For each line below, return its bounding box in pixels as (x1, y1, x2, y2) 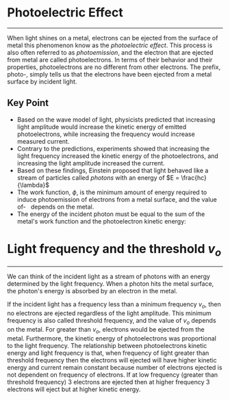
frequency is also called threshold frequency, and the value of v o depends (7, 317, 217, 326)
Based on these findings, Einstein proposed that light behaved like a (16, 166, 209, 174)
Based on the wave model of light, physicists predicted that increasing (16, 115, 216, 124)
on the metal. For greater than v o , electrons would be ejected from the (7, 325, 205, 335)
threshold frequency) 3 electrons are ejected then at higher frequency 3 (7, 377, 210, 386)
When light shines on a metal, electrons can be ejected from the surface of (7, 34, 218, 42)
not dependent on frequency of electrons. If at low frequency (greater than (7, 371, 218, 379)
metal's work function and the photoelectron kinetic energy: (16, 217, 186, 225)
